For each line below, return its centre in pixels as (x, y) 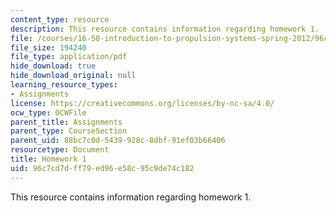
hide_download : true (53, 66)
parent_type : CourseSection (69, 131)
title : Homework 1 (48, 159)
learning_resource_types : (64, 85)
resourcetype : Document (60, 150)
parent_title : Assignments (66, 122)
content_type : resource (60, 19)
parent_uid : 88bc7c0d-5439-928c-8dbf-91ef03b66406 (118, 141)
